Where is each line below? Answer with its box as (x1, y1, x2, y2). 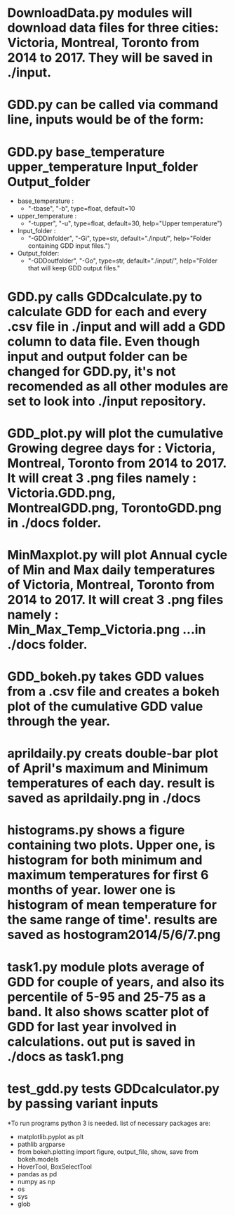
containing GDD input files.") (27, 242, 111, 250)
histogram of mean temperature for (7, 897, 217, 913)
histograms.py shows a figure (7, 822, 185, 839)
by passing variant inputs (7, 1096, 159, 1111)
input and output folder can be (7, 348, 188, 364)
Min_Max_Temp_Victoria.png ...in (7, 622, 206, 637)
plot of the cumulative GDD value (7, 699, 203, 714)
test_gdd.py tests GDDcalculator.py (7, 1080, 220, 1096)
